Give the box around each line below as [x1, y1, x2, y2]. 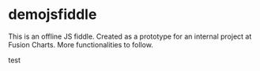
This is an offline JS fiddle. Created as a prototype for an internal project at [8, 32, 252, 41]
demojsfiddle [8, 6, 97, 24]
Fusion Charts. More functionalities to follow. [8, 39, 154, 49]
